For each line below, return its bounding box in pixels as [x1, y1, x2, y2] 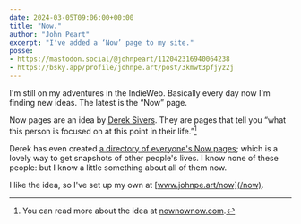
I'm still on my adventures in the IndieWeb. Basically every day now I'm [9, 87, 271, 99]
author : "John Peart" [9, 30, 90, 39]
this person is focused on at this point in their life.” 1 [9, 124, 197, 136]
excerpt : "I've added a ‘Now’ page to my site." [9, 38, 194, 47]
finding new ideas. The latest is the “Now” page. [9, 97, 188, 108]
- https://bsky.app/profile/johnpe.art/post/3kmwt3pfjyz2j [9, 64, 235, 73]
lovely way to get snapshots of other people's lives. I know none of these [9, 152, 279, 163]
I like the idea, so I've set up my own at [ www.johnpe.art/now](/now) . [9, 179, 264, 190]
